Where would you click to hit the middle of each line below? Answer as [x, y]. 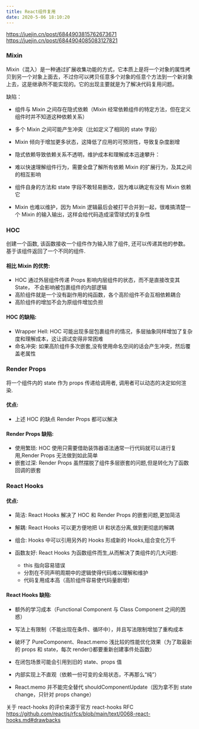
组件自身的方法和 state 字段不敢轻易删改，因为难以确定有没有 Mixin [97, 187]
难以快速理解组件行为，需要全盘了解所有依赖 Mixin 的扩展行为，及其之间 [103, 167]
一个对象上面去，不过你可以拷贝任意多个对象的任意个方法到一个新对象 [107, 76]
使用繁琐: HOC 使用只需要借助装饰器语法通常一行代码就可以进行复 [95, 448]
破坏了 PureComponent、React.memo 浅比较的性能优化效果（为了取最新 [103, 642]
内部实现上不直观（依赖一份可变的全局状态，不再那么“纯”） [87, 674]
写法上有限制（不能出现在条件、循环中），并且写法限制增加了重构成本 [99, 629]
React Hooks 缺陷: [29, 595]
